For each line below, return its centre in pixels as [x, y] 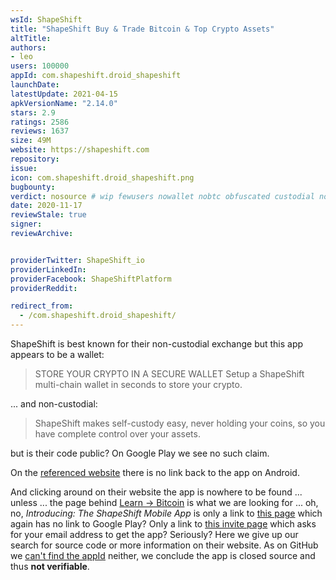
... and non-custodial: [54, 404]
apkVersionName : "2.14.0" [64, 103]
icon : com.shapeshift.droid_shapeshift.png [102, 177]
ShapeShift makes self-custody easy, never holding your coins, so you [180, 423]
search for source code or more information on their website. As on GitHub [164, 545]
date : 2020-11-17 [46, 206]
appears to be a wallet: [57, 354]
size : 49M [31, 141]
